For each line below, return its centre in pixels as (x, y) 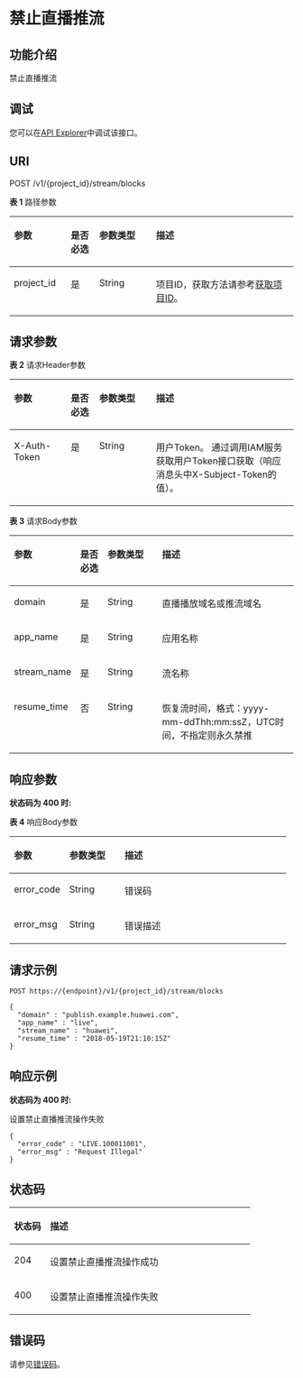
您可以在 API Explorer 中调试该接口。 (76, 133)
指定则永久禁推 (220, 736)
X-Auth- (32, 446)
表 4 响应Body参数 (44, 822)
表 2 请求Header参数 (47, 365)
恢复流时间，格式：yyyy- (216, 709)
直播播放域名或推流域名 (211, 603)
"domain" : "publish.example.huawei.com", (98, 1015)
